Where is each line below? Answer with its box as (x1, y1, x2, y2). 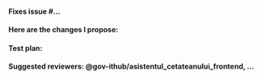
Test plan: (8, 43, 43, 52)
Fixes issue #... (8, 6, 61, 16)
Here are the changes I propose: (8, 25, 119, 35)
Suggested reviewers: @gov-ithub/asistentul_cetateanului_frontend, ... (8, 61, 255, 72)
